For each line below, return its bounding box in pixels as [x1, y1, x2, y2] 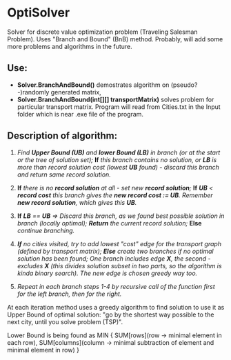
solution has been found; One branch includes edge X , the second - [17, 254, 211, 263]
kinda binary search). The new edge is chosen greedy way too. [17, 269, 198, 277]
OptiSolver [7, 5, 70, 21]
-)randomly [17, 88, 50, 96]
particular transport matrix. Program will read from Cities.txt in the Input [17, 102, 221, 111]
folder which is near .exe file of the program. [17, 110, 143, 118]
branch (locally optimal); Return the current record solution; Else [17, 219, 202, 227]
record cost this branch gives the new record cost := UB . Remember [17, 191, 214, 199]
